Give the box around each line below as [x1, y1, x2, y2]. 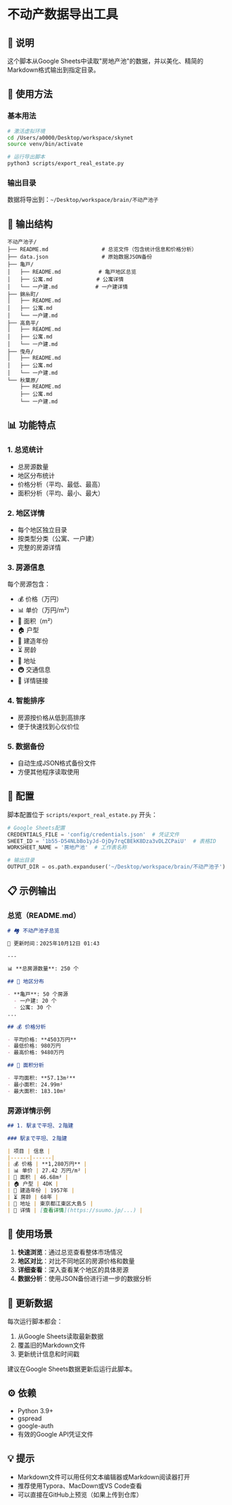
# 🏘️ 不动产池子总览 [7, 927, 60, 934]
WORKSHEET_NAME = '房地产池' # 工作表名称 [7, 844, 127, 851]
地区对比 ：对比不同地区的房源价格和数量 [17, 1257, 135, 1265]
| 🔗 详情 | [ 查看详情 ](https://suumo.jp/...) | [7, 1207, 143, 1214]
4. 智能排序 [7, 696, 45, 706]
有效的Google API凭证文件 [17, 1430, 94, 1438]
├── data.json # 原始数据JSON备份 [7, 253, 153, 261]
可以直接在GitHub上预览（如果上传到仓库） [17, 1490, 143, 1499]
